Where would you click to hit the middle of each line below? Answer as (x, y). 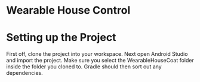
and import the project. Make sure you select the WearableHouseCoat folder (100, 61)
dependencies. (24, 73)
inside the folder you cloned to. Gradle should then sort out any (84, 67)
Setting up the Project (61, 38)
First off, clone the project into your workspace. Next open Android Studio (97, 54)
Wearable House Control (68, 10)
